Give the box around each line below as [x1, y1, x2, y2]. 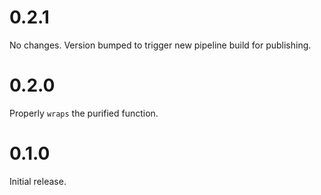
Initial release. [9, 175, 67, 187]
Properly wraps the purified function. [9, 107, 159, 119]
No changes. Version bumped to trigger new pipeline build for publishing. [9, 39, 312, 51]
